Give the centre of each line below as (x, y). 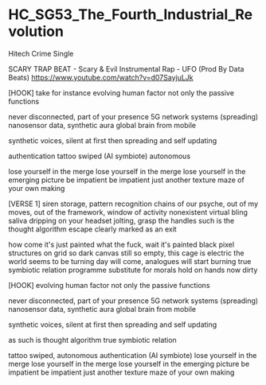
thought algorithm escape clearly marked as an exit (92, 229)
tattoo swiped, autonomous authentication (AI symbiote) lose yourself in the (133, 355)
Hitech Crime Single (41, 53)
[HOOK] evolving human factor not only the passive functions (109, 285)
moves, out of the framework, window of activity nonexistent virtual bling (128, 212)
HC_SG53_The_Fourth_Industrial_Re (131, 15)
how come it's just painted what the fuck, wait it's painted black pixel (121, 244)
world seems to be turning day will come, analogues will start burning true (130, 261)
